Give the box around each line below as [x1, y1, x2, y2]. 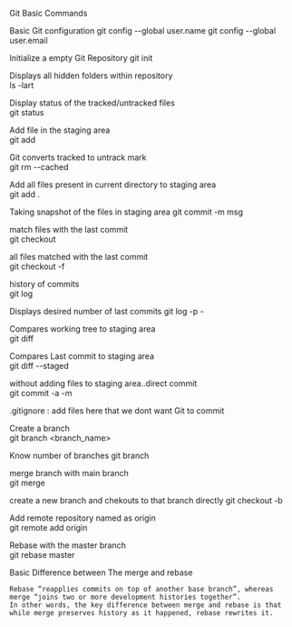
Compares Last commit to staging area [9, 351, 155, 362]
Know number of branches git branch [9, 450, 150, 461]
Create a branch [9, 423, 71, 433]
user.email [9, 35, 48, 45]
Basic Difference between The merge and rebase [9, 567, 193, 578]
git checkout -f [9, 261, 65, 272]
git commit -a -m [9, 388, 73, 398]
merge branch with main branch [9, 468, 129, 478]
